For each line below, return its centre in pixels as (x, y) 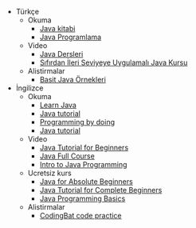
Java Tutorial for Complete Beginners (101, 190)
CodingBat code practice (80, 216)
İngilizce (29, 88)
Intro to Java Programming (83, 164)
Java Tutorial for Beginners (84, 148)
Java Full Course (67, 156)
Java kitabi (57, 28)
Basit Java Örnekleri (73, 80)
